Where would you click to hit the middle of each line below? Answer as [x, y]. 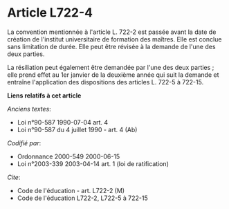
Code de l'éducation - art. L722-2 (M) [71, 190]
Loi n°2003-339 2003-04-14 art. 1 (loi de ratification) [93, 163]
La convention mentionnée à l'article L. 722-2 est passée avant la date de [112, 32]
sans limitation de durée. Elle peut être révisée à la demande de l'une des [111, 46]
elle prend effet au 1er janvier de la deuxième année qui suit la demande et [113, 75]
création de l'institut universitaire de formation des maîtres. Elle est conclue [114, 39]
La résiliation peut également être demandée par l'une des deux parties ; [111, 67]
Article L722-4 [50, 13]
